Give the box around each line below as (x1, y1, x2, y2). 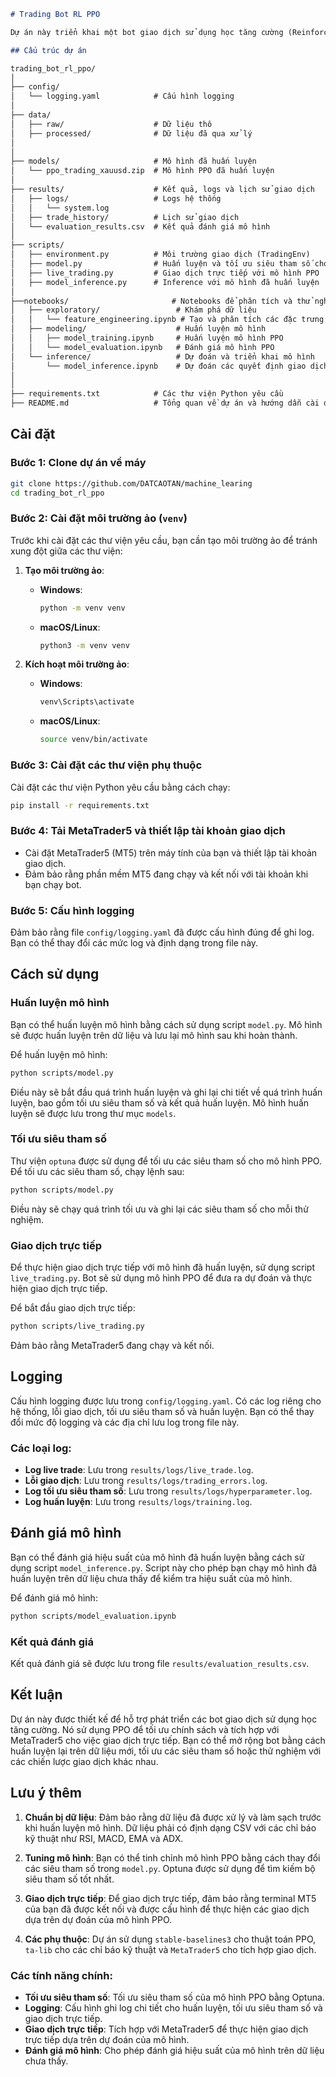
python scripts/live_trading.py (10, 1321, 145, 1332)
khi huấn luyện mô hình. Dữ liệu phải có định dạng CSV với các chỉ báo (24, 1821, 317, 1834)
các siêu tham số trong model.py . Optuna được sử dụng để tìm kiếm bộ (24, 1862, 316, 1874)
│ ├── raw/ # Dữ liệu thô (10, 119, 213, 129)
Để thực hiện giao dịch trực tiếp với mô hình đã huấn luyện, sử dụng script (10, 1261, 316, 1274)
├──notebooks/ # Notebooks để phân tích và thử (10, 296, 311, 306)
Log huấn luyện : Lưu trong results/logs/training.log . (24, 1496, 253, 1508)
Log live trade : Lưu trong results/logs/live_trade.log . (24, 1464, 254, 1476)
